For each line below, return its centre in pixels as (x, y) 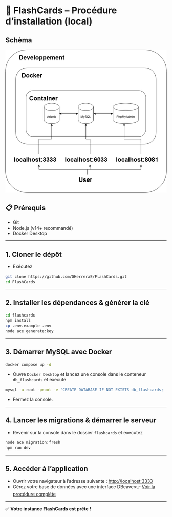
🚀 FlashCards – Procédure (61, 10)
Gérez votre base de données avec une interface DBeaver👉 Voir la (84, 487)
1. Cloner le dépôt (34, 254)
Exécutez (23, 266)
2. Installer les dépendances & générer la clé (78, 303)
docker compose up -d (28, 364)
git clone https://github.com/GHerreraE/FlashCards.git (66, 277)
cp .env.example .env (28, 326)
